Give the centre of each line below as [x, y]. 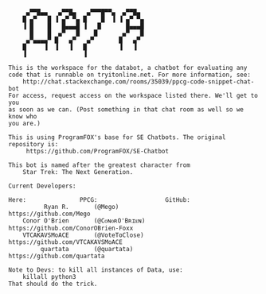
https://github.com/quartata [57, 256]
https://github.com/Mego [49, 214]
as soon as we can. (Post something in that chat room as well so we [126, 110]
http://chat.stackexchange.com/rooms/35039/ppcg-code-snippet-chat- [139, 82]
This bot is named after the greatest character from [100, 165]
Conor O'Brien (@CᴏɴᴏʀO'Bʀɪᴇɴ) [84, 221]
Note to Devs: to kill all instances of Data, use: [96, 270]
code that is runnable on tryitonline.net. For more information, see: [129, 75]
